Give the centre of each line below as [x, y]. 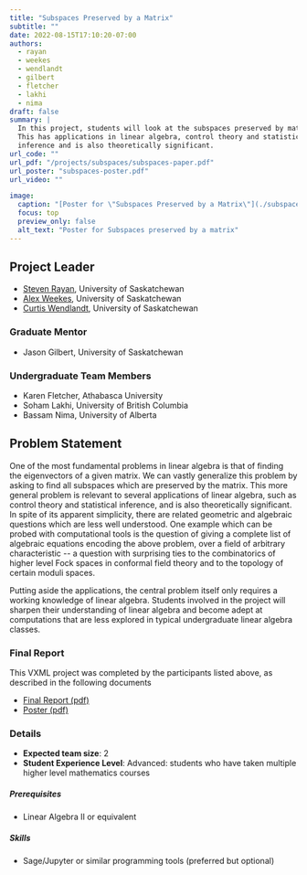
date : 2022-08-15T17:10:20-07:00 [73, 35]
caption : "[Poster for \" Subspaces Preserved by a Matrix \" [134, 205]
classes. [25, 629]
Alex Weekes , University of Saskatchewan [102, 299]
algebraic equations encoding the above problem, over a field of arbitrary [148, 543]
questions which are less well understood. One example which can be [141, 524]
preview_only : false [57, 221]
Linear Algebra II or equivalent [79, 817]
